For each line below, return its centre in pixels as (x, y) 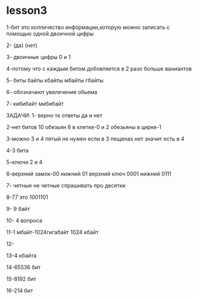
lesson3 (27, 11)
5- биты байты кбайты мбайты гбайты (55, 80)
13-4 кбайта (22, 255)
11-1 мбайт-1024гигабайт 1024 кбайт (52, 232)
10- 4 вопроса (24, 220)
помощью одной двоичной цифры (50, 33)
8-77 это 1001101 (27, 197)
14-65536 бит (23, 267)
